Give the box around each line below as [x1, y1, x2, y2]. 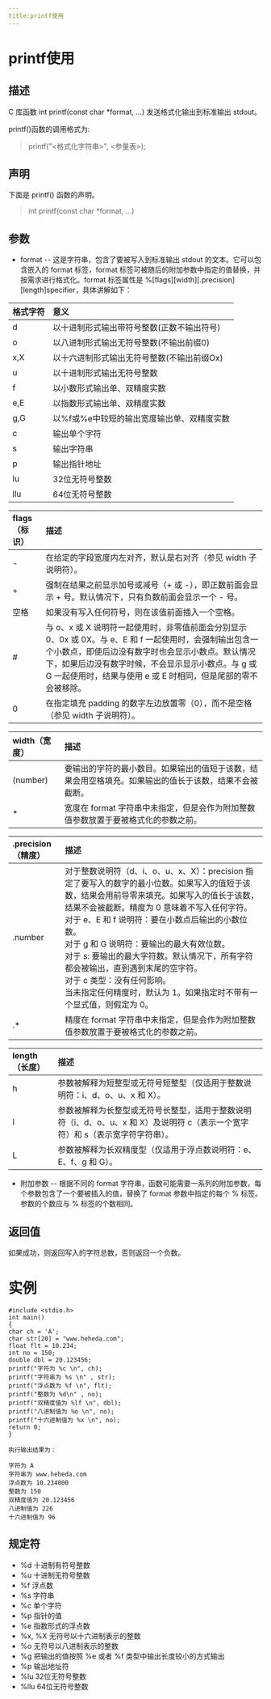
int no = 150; [8, 1349, 56, 1357]
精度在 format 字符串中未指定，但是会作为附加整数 [64, 1015, 256, 1026]
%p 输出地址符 [19, 1661, 70, 1671]
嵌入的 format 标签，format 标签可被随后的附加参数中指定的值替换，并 [27, 265, 261, 275]
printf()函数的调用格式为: [8, 124, 90, 133]
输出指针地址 [52, 459, 102, 470]
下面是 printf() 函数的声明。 [8, 190, 99, 200]
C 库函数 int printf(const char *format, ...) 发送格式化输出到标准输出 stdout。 [8, 107, 262, 117]
